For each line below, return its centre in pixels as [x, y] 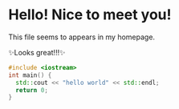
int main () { [30, 75]
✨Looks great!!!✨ [37, 52]
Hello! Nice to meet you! [90, 15]
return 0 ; [32, 90]
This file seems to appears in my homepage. [81, 37]
